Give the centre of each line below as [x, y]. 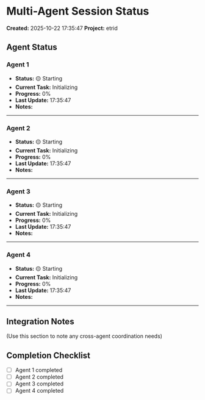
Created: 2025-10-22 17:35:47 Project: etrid [62, 28]
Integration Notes [40, 321]
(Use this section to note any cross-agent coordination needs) [85, 336]
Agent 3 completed [39, 384]
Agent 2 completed [39, 377]
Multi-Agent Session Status [78, 11]
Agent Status [32, 47]
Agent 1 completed [39, 370]
